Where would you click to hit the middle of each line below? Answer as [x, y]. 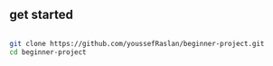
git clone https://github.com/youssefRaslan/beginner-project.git [137, 43]
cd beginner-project [48, 52]
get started [42, 15]
